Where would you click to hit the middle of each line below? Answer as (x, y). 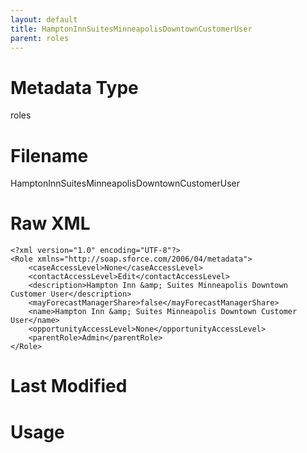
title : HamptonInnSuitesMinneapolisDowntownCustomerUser (131, 29)
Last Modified (69, 386)
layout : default (44, 19)
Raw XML (50, 223)
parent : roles (40, 38)
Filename (49, 155)
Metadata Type (74, 87)
